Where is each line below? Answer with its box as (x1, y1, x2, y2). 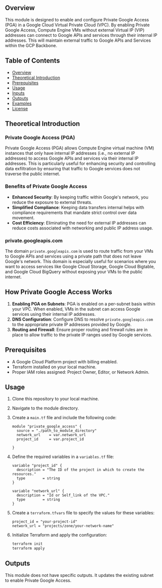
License (12, 105, 28, 111)
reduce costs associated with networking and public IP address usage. (12, 225, 153, 231)
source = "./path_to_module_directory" (16, 428, 97, 433)
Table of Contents (5, 57, 60, 65)
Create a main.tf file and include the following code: (12, 415, 117, 421)
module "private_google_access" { (12, 424, 82, 429)
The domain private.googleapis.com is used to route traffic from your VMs (5, 248, 154, 254)
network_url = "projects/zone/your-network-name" (12, 523, 115, 528)
